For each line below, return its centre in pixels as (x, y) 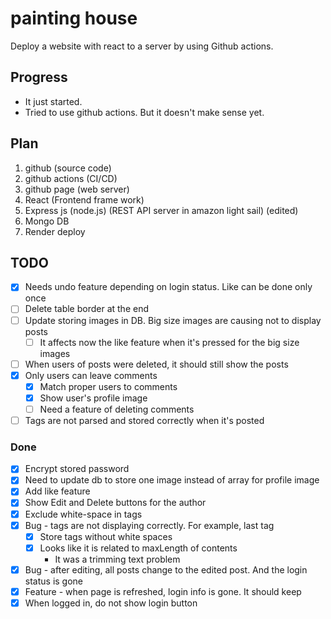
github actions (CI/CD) (71, 178)
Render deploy (55, 231)
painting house (74, 18)
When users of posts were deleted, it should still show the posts (156, 364)
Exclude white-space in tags (83, 514)
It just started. (53, 101)
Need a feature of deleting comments (117, 409)
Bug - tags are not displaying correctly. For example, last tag (149, 525)
